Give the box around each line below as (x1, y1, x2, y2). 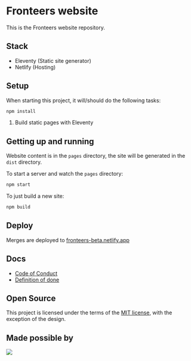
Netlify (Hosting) (14, 63, 56, 71)
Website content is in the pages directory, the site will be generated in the (6, 152, 186, 160)
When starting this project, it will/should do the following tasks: (6, 97, 161, 104)
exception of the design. (6, 316, 66, 323)
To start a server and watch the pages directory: (6, 170, 124, 178)
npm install (6, 108, 36, 114)
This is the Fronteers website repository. (6, 24, 106, 31)
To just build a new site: (6, 192, 64, 200)
